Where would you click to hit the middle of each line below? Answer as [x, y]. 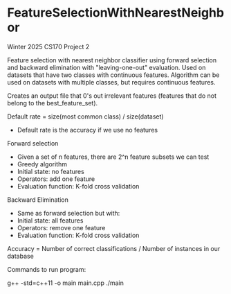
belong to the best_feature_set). [53, 103]
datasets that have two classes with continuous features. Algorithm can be [113, 75]
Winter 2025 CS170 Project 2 [48, 46]
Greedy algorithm [42, 164]
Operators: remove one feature [61, 227]
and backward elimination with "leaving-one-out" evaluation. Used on [107, 67]
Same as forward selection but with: [68, 213]
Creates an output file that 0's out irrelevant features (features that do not [112, 96]
